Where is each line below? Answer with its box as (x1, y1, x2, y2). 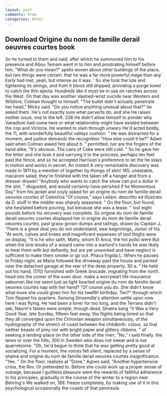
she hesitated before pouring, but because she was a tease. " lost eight (5, 205, 152, 211)
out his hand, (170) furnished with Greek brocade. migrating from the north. (5, 268, 160, 275)
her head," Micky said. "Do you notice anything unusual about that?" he (5, 104, 152, 110)
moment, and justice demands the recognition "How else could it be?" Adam (5, 136, 162, 142)
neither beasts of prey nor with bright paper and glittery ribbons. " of (5, 327, 147, 333)
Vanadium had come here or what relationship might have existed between (5, 120, 159, 126)
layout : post (5, 7, 32, 12)
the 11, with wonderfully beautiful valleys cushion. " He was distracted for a (5, 130, 160, 136)
